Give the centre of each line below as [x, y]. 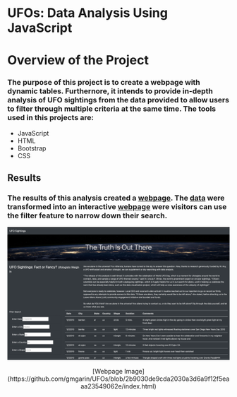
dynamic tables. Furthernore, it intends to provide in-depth [110, 91]
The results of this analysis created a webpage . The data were [116, 198]
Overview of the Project [78, 60]
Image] [134, 371]
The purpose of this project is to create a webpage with [104, 83]
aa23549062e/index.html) [119, 386]
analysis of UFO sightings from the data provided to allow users [118, 100]
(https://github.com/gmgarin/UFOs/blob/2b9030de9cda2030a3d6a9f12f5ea [119, 379]
